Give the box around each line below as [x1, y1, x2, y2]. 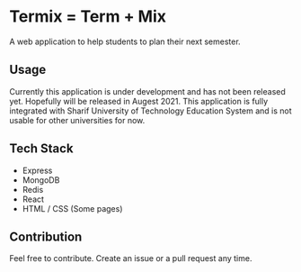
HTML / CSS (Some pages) [22, 203, 123, 213]
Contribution [9, 229, 83, 244]
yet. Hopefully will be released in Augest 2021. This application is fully [9, 95, 269, 106]
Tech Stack [9, 141, 74, 157]
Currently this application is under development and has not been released [9, 86, 286, 96]
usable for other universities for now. [9, 114, 146, 125]
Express [22, 165, 53, 176]
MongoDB [22, 174, 60, 186]
